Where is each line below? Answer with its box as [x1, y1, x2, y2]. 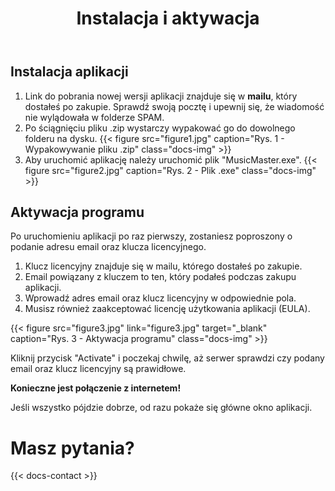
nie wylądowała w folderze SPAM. [24, 111, 165, 123]
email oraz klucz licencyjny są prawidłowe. [10, 363, 187, 375]
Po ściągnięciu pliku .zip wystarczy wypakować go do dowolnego [24, 122, 296, 134]
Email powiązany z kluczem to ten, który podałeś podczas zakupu [24, 271, 297, 283]
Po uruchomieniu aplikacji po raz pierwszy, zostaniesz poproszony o [10, 230, 293, 242]
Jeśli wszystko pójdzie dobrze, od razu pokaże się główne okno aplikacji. [10, 402, 313, 414]
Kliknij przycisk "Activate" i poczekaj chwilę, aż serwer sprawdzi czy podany [10, 352, 325, 364]
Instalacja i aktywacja [76, 7, 260, 30]
